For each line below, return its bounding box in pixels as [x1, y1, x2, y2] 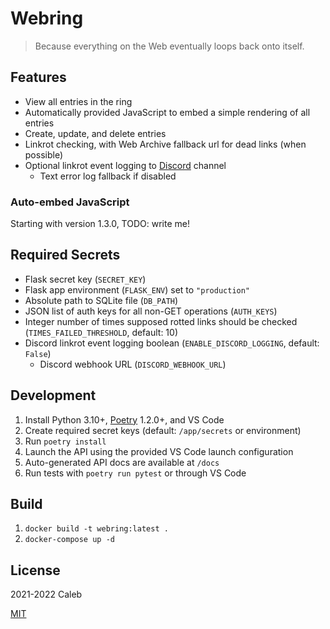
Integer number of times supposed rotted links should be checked [24, 315, 298, 327]
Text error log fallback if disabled [39, 170, 177, 182]
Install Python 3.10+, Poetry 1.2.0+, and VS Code [24, 413, 225, 426]
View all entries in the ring [24, 95, 133, 107]
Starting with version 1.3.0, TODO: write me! [10, 218, 190, 230]
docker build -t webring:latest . [24, 524, 169, 534]
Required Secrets [10, 247, 121, 264]
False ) [24, 347, 52, 359]
